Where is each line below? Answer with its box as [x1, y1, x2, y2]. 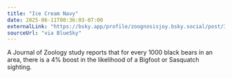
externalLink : [7, 23, 48, 30]
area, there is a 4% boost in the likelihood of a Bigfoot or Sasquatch [7, 56, 200, 64]
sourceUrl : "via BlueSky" [7, 29, 81, 37]
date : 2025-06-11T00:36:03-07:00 [7, 17, 104, 23]
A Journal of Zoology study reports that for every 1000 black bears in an [7, 48, 213, 57]
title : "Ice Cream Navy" [7, 10, 79, 17]
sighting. [7, 63, 32, 71]
